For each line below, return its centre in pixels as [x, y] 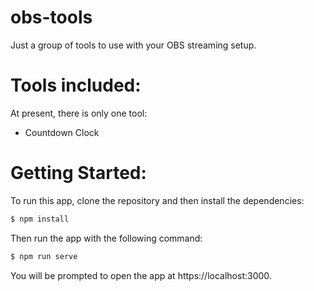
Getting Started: [78, 173]
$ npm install [40, 219]
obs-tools [51, 17]
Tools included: [76, 85]
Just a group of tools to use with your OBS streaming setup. [133, 45]
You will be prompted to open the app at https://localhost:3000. [141, 275]
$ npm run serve [44, 256]
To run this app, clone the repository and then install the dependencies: [157, 200]
